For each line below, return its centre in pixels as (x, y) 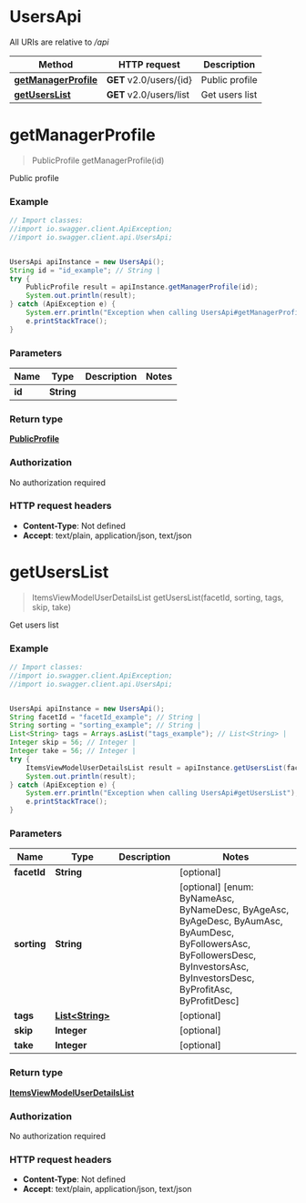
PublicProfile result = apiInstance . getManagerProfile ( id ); (142, 287)
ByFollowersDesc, (218, 955)
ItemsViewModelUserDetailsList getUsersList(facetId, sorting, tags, (158, 597)
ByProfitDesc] (209, 1001)
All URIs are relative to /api (59, 42)
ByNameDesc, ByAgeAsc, (234, 910)
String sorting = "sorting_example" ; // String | (106, 726)
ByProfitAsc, (206, 990)
